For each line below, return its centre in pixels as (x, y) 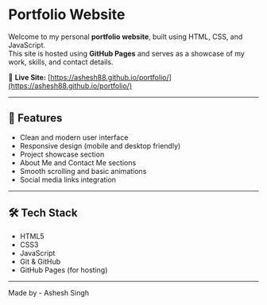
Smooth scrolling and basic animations (83, 171)
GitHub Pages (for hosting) (64, 270)
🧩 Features (35, 118)
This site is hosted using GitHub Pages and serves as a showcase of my (126, 53)
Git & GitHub (40, 261)
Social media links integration (68, 180)
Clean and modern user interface (74, 137)
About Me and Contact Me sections (78, 162)
